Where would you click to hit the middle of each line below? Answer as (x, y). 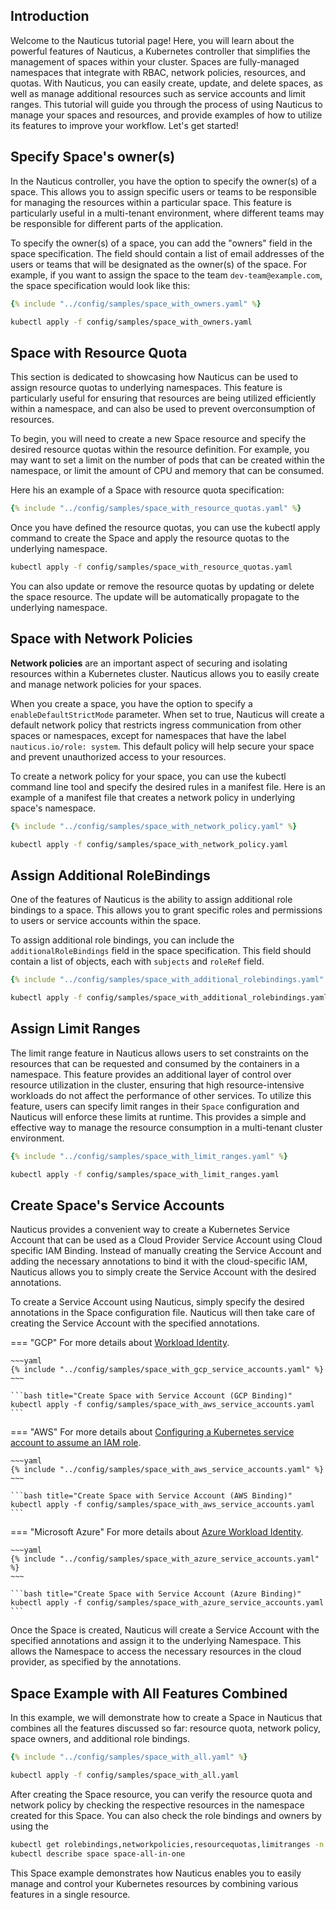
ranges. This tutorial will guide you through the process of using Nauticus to (166, 104)
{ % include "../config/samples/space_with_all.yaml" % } (129, 1757)
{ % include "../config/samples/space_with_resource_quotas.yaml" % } (156, 509)
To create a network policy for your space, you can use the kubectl (148, 776)
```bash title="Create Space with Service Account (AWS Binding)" (151, 1496)
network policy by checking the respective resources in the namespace (157, 1805)
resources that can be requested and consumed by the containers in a (155, 1063)
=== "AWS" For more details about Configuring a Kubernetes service (152, 1432)
